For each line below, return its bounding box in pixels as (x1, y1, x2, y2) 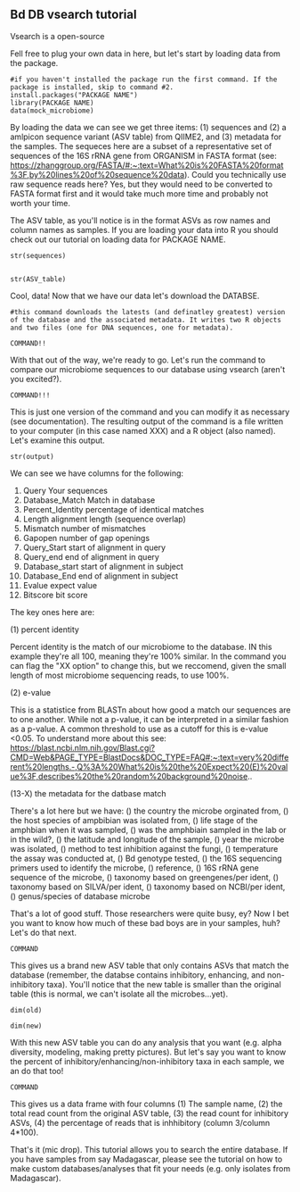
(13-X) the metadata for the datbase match (10, 788, 167, 798)
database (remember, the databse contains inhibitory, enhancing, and (10, 969, 265, 980)
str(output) (10, 452, 54, 461)
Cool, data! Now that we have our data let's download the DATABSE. (10, 290, 260, 301)
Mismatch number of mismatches (22, 522, 146, 534)
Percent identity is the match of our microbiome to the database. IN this (10, 641, 272, 652)
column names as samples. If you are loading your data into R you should (10, 224, 279, 235)
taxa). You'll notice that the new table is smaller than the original (46, 979, 281, 989)
